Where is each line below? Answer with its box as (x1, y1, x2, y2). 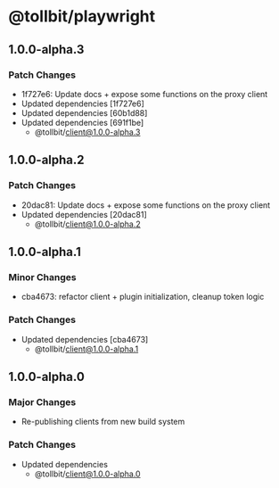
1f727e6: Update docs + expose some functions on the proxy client (21, 88, 268, 99)
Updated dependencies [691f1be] (21, 117, 144, 128)
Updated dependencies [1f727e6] (21, 98, 144, 109)
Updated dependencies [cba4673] (21, 334, 149, 344)
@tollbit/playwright (8, 6, 156, 27)
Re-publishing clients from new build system (21, 417, 185, 427)
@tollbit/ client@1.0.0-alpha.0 (34, 468, 141, 479)
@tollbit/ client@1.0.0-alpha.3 (34, 127, 141, 137)
